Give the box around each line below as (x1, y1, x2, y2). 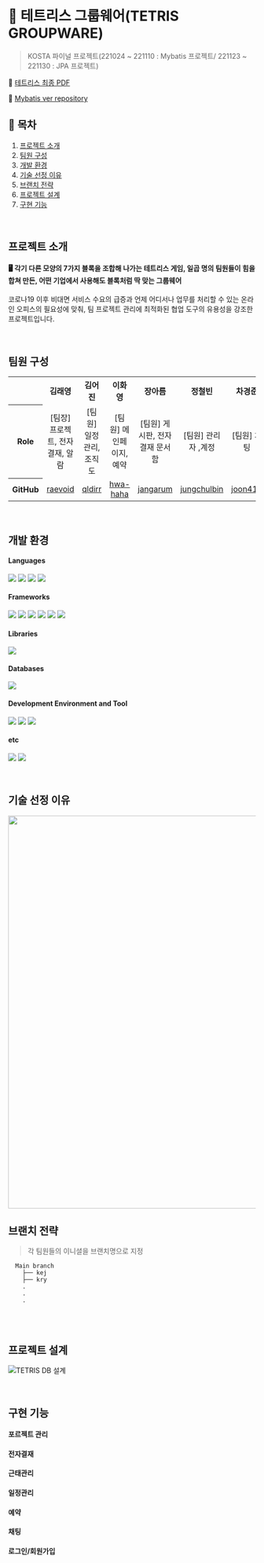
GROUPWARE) (8, 24, 104, 42)
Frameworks (8, 593, 50, 602)
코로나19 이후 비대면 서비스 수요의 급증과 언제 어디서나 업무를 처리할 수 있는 (8, 295, 240, 304)
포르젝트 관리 (8, 1429, 49, 1439)
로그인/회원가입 (8, 1546, 56, 1556)
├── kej (22, 1269, 47, 1277)
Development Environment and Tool (8, 699, 128, 708)
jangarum (137, 484, 173, 495)
